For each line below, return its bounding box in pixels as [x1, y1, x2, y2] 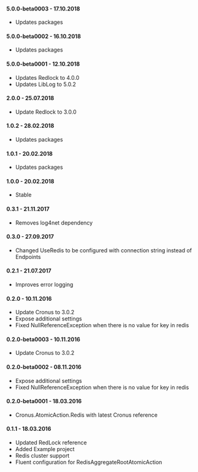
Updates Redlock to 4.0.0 [15, 74, 80, 81]
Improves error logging [15, 281, 74, 288]
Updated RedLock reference [15, 439, 87, 446]
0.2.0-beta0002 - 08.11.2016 [6, 363, 82, 371]
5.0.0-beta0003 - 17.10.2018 [6, 5, 80, 12]
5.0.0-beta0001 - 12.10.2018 [6, 60, 80, 68]
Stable [15, 191, 32, 199]
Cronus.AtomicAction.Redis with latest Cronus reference [15, 411, 158, 419]
